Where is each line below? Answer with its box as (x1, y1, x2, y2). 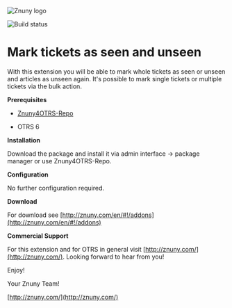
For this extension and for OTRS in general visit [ (7, 245, 146, 253)
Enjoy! (7, 266, 26, 274)
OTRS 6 (17, 122, 40, 131)
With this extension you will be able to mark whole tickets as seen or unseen (7, 67, 226, 76)
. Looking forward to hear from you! (62, 252, 165, 261)
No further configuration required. (7, 184, 105, 192)
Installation (7, 136, 40, 144)
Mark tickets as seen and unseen (7, 44, 202, 60)
